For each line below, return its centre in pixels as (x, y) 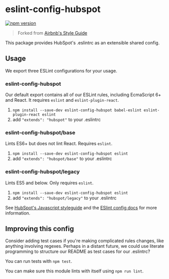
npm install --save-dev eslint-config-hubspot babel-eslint (77, 110)
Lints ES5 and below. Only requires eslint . (49, 183)
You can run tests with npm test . (39, 261)
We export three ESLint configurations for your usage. (61, 71)
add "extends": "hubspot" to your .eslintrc (57, 120)
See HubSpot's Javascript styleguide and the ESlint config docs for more (81, 207)
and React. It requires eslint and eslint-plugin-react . (62, 100)
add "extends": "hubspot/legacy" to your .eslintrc (65, 198)
